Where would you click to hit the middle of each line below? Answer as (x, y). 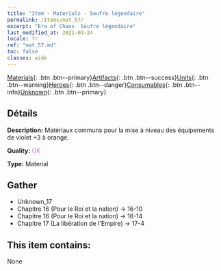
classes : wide (27, 58)
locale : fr (23, 39)
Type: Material (28, 164)
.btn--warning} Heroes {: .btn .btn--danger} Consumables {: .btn (95, 85)
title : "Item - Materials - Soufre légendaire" (76, 13)
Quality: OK (24, 151)
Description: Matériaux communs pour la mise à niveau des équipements (111, 130)
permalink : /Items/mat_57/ (45, 20)
